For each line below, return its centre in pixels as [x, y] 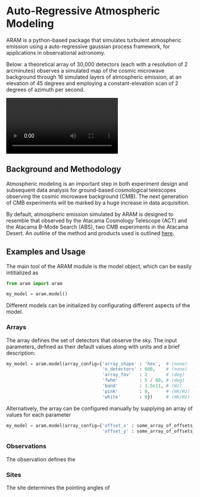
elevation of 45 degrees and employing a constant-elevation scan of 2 [92, 83]
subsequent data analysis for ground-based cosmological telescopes [91, 190]
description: [21, 353]
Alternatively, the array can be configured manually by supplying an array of [99, 408]
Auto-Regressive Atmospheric [83, 11]
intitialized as [22, 273]
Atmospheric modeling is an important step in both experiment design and [97, 183]
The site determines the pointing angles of [58, 488]
